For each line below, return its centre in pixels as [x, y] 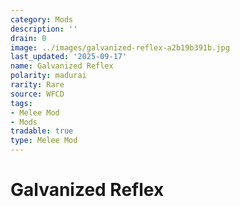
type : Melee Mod [44, 141]
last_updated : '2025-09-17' [69, 57]
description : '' [44, 29]
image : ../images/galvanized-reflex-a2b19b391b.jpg [120, 47]
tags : [21, 103]
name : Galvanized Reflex [62, 66]
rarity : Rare [37, 85]
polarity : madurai [48, 76]
